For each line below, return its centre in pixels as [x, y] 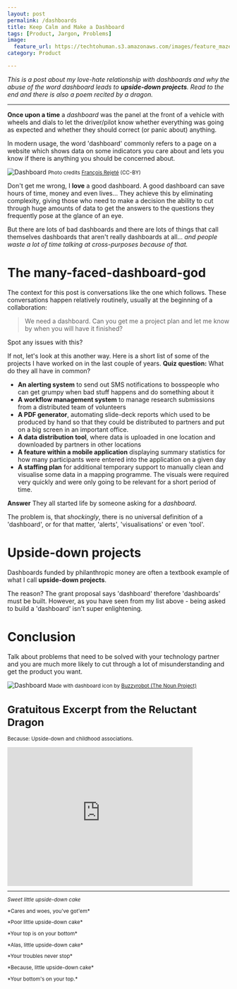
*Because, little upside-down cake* [50, 967]
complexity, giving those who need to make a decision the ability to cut [110, 200]
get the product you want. [45, 672]
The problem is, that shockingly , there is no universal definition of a [105, 516]
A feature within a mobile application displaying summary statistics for [121, 451]
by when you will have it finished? [74, 328]
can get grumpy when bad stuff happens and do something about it [116, 392]
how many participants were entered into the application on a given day [122, 459]
